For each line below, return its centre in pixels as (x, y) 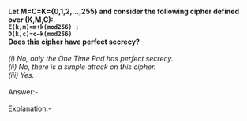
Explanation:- (30, 108)
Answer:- (23, 92)
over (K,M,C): (31, 20)
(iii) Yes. (21, 75)
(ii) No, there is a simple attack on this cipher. (82, 67)
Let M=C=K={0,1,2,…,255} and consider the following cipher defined (123, 11)
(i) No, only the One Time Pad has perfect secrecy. (91, 59)
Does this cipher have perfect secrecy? (74, 42)
